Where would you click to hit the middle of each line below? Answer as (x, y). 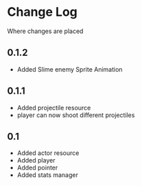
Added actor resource (48, 153)
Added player (36, 161)
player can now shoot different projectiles (76, 115)
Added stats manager (48, 175)
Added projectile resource (54, 107)
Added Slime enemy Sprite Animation (70, 69)
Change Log (42, 12)
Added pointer (37, 168)
